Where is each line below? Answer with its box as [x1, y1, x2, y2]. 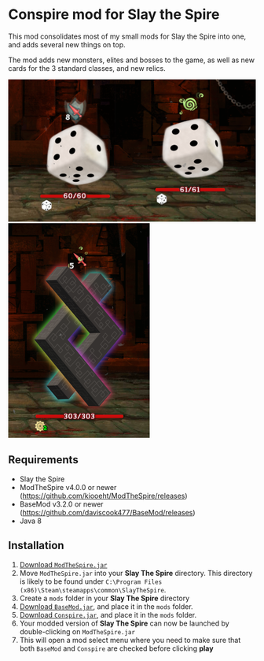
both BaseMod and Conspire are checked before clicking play [19, 644, 214, 653]
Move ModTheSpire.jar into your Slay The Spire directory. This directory [19, 568, 253, 577]
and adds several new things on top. [8, 39, 126, 49]
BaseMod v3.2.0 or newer [19, 499, 104, 509]
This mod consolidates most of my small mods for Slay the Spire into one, [8, 32, 247, 41]
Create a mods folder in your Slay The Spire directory [19, 593, 190, 603]
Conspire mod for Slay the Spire [8, 6, 220, 24]
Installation [8, 539, 64, 552]
